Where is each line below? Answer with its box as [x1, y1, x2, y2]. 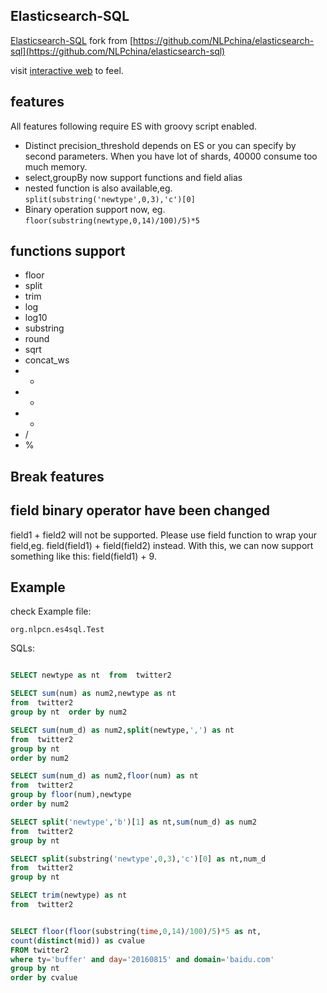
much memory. [24, 160, 88, 173]
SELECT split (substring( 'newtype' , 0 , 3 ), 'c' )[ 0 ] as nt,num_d [10, 854, 267, 864]
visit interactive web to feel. [10, 64, 124, 76]
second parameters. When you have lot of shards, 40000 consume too [24, 150, 318, 162]
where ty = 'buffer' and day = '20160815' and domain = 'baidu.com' [10, 954, 275, 964]
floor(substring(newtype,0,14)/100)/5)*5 [24, 215, 200, 226]
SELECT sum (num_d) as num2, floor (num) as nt [10, 771, 199, 781]
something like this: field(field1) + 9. [10, 550, 157, 562]
